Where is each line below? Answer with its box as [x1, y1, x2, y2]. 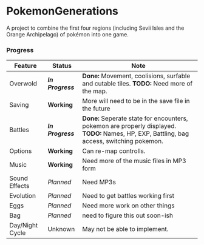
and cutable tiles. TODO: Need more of [82, 79, 193, 88]
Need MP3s [82, 178, 117, 186]
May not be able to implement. [82, 225, 169, 233]
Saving [9, 101, 29, 109]
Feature [14, 62, 38, 70]
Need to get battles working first [82, 192, 175, 200]
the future [82, 104, 110, 113]
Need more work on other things [82, 201, 175, 210]
